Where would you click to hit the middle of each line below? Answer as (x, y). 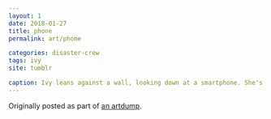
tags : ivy (25, 61)
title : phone (30, 31)
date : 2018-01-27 (38, 23)
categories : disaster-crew (54, 53)
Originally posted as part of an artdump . (75, 105)
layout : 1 (25, 16)
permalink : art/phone (45, 38)
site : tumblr (30, 68)
